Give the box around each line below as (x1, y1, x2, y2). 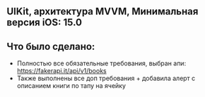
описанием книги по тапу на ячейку (16, 82, 127, 90)
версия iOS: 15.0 (6, 17, 83, 29)
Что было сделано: (6, 40, 95, 52)
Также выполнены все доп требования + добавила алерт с (16, 74, 196, 83)
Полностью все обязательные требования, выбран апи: (16, 59, 187, 67)
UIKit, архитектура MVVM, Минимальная (6, 6, 199, 18)
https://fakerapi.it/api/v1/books (16, 67, 107, 75)
